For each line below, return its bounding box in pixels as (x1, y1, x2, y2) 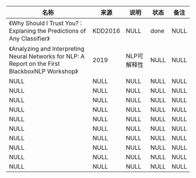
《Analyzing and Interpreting (9, 45, 85, 53)
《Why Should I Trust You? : (9, 19, 82, 27)
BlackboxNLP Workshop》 (9, 67, 78, 75)
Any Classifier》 (9, 34, 50, 43)
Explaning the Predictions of (9, 27, 86, 34)
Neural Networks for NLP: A (9, 53, 85, 60)
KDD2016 (92, 27, 121, 34)
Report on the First (9, 60, 60, 68)
